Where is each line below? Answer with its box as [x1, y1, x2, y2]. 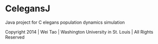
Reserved [5, 34, 25, 40]
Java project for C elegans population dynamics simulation [5, 19, 125, 25]
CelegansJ [5, 3, 51, 14]
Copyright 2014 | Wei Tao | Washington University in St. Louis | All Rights [5, 29, 154, 35]
